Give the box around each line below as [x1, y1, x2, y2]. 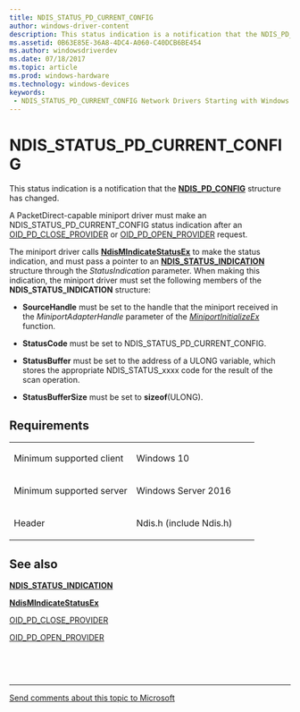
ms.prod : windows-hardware [9, 72, 110, 81]
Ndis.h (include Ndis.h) [136, 517, 233, 530]
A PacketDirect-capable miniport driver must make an [9, 210, 207, 221]
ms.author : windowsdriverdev [9, 47, 118, 55]
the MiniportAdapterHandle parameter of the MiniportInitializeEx [21, 311, 260, 322]
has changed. [9, 193, 60, 204]
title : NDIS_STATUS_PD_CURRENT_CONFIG [9, 13, 154, 22]
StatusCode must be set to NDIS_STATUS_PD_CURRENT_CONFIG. [21, 338, 267, 349]
